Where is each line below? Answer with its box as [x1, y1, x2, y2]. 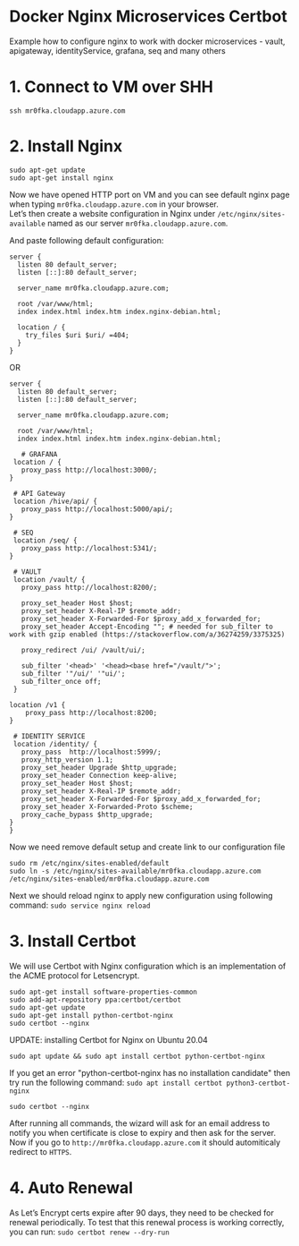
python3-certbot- [226, 1079, 291, 1088]
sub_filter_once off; [21, 677, 102, 686]
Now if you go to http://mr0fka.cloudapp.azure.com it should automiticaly [9, 1137, 281, 1148]
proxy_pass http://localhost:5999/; [21, 747, 162, 756]
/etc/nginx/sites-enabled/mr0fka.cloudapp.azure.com [9, 875, 210, 883]
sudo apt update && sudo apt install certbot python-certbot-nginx [9, 1052, 266, 1061]
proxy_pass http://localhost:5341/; [21, 543, 158, 552]
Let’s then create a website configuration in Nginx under [9, 208, 216, 218]
